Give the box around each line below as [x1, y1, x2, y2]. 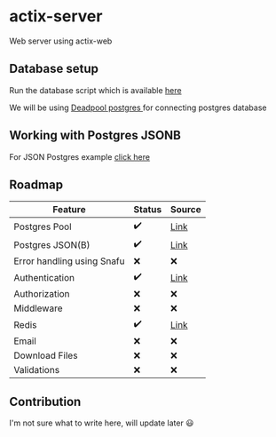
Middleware [13, 302, 63, 314]
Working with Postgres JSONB [9, 128, 182, 143]
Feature [52, 203, 86, 216]
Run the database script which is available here [9, 84, 182, 95]
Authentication [13, 271, 75, 283]
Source [170, 203, 201, 216]
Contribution [9, 393, 82, 409]
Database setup [9, 61, 99, 76]
